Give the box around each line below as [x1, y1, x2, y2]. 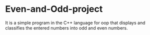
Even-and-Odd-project [5, 3, 103, 15]
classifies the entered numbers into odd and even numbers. [5, 25, 128, 31]
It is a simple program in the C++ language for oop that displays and [5, 20, 145, 26]
